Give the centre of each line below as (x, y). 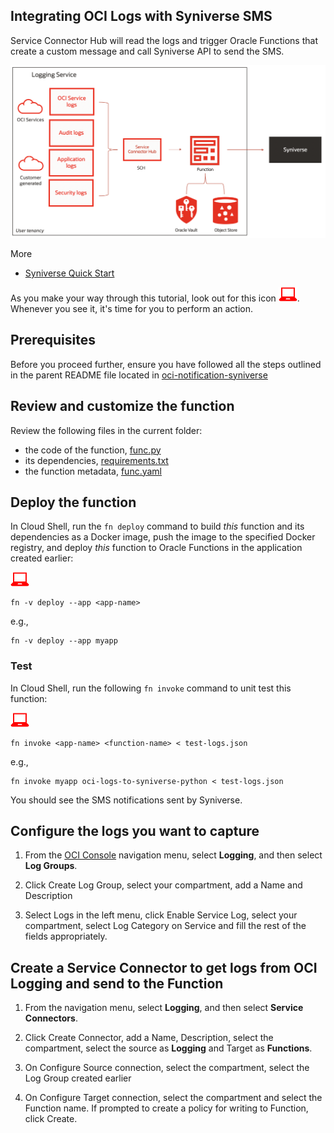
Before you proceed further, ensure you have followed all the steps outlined (166, 364)
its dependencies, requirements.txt (96, 460)
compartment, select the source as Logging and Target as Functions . (168, 1048)
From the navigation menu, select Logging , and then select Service (164, 1008)
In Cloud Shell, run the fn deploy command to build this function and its (157, 526)
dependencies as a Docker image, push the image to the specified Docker (163, 537)
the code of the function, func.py (93, 450)
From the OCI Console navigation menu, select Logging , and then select (173, 855)
